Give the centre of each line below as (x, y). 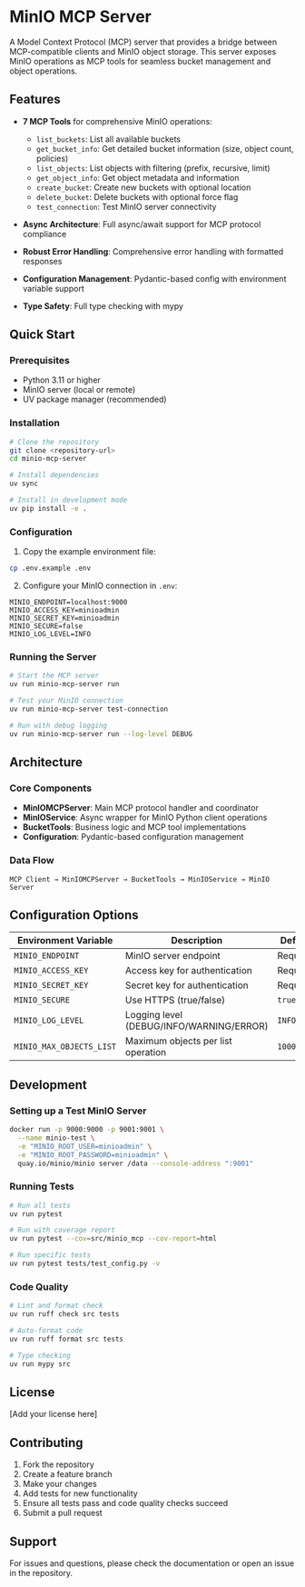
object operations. (44, 71)
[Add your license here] (54, 1414)
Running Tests (42, 1186)
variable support (53, 288)
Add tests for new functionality (80, 1493)
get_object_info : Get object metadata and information (138, 177)
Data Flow (32, 861)
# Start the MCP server (54, 676)
